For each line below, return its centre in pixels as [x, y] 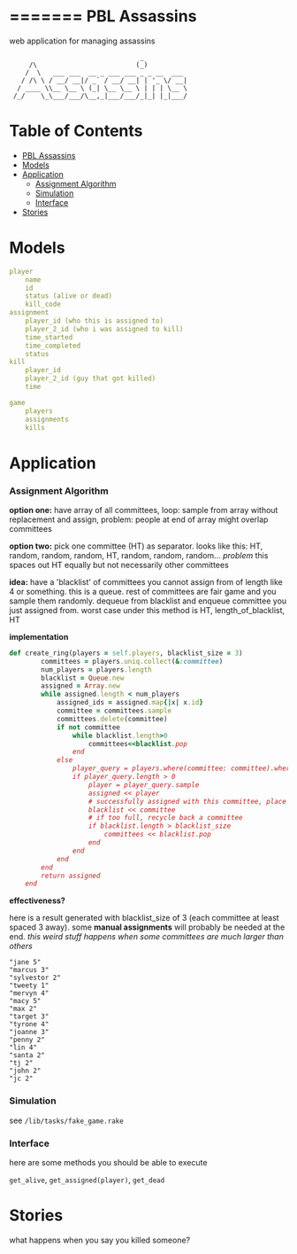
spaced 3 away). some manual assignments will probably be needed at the [147, 927]
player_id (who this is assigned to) [95, 321]
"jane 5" [25, 962]
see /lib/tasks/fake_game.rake [66, 1120]
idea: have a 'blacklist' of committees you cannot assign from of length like [146, 581]
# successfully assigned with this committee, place [187, 801]
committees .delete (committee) [112, 719]
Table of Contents [76, 131]
